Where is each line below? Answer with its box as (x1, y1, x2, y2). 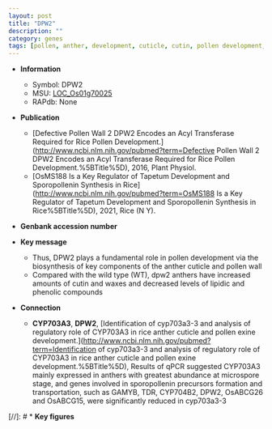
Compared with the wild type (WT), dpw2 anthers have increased (32, 270, 251, 280)
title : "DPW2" (8, 19, 57, 28)
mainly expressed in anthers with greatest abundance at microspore (32, 370, 260, 380)
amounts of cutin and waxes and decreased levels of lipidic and (32, 278, 245, 288)
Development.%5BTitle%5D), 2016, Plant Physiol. (32, 163, 197, 172)
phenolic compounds (32, 287, 104, 297)
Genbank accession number (19, 222, 117, 231)
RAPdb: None (32, 97, 78, 107)
